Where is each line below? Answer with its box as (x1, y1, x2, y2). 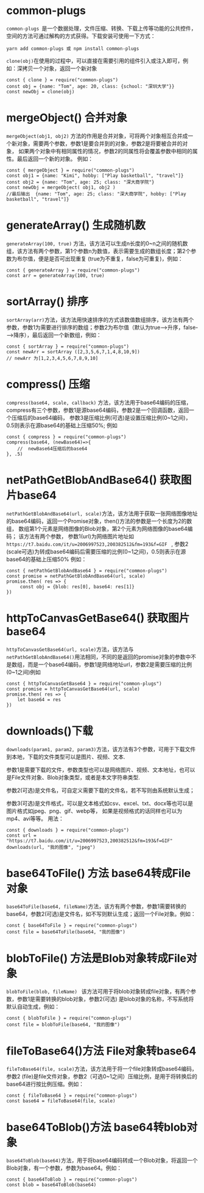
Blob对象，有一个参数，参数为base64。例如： (6, 1164, 122, 1172)
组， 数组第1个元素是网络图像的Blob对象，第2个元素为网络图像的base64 (6, 525, 188, 532)
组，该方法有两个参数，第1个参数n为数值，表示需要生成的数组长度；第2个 (6, 247, 191, 254)
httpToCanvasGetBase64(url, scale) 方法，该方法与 (6, 645, 134, 653)
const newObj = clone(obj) (6, 88, 75, 95)
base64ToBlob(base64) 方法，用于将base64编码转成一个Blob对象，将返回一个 (6, 1157, 198, 1164)
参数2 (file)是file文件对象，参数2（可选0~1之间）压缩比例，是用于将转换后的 (6, 1073, 198, 1080)
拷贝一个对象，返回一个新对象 (22, 65, 97, 72)
